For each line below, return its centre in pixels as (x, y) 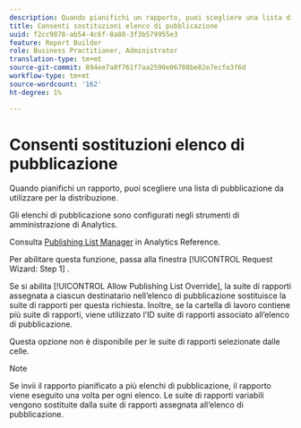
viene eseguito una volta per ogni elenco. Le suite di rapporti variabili (137, 396)
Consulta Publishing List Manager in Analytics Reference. (115, 242)
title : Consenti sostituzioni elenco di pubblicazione (114, 26)
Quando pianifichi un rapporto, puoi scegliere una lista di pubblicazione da (146, 188)
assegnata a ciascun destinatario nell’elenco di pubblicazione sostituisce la (148, 295)
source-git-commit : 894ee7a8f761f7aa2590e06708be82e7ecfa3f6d (128, 68)
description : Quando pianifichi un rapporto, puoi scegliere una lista (146, 17)
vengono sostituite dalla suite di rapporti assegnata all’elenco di (126, 405)
